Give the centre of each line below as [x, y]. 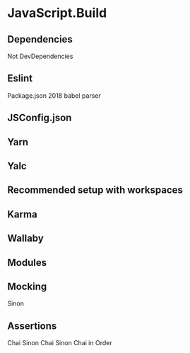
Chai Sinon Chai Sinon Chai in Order [60, 343]
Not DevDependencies [40, 56]
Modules [27, 263]
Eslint [20, 78]
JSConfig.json [40, 118]
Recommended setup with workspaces [95, 190]
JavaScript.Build [57, 13]
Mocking [27, 286]
